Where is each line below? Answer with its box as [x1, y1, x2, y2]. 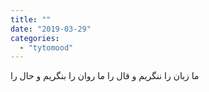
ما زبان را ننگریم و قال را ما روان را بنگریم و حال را [10, 70, 200, 82]
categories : [10, 33, 60, 43]
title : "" [10, 14, 52, 25]
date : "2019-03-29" [10, 24, 92, 34]
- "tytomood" [19, 42, 74, 53]
